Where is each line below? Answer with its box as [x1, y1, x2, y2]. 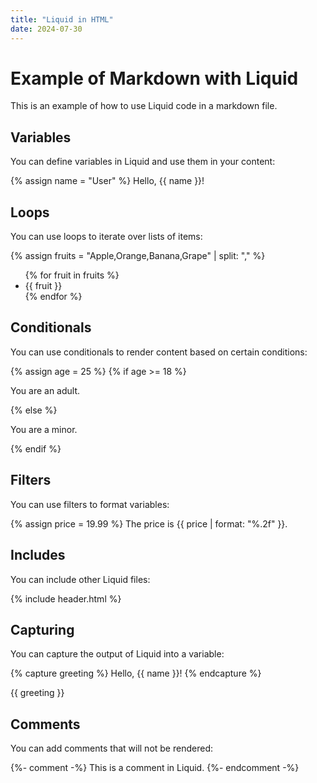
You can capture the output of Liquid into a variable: [10, 648, 225, 660]
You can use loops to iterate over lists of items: [10, 231, 203, 243]
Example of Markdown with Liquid [10, 67, 299, 90]
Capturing [10, 621, 75, 638]
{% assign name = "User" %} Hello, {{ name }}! [10, 175, 205, 187]
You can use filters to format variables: [10, 498, 170, 510]
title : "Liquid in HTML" [10, 14, 114, 25]
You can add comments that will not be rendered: [10, 742, 213, 755]
